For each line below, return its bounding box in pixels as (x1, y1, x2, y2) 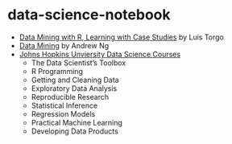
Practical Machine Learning (31, 117, 122, 127)
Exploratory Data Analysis (31, 83, 118, 93)
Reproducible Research (31, 92, 110, 101)
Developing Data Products (31, 126, 118, 136)
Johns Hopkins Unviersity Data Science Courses (19, 49, 181, 59)
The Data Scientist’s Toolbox (31, 58, 126, 68)
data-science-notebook (7, 6, 171, 24)
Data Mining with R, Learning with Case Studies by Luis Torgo (19, 32, 225, 42)
